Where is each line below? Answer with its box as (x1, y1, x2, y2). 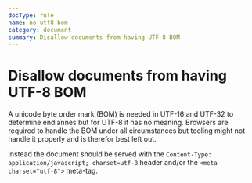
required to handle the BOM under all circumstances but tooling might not (8, 126, 245, 135)
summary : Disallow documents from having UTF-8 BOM (8, 33, 180, 41)
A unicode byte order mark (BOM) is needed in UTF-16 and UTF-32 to (8, 109, 234, 119)
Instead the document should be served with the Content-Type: (8, 149, 212, 159)
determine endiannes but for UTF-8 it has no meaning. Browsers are (8, 118, 229, 127)
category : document (8, 26, 72, 34)
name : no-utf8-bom (8, 19, 68, 27)
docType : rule (8, 11, 55, 20)
